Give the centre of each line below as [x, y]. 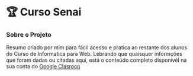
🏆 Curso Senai [44, 12]
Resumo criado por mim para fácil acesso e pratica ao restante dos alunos [97, 47]
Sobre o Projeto [29, 35]
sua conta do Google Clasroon [43, 66]
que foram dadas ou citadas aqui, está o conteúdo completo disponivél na [96, 60]
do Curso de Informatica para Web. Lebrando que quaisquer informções [94, 54]
